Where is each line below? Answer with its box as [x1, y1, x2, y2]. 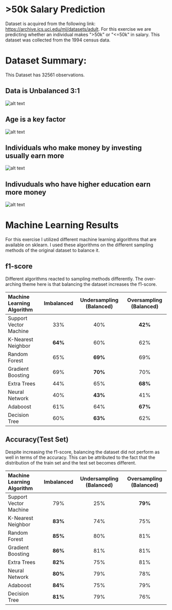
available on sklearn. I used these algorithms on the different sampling [5, 242, 154, 248]
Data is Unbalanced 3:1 [5, 87, 80, 95]
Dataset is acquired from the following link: [5, 20, 96, 27]
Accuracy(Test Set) [5, 435, 69, 444]
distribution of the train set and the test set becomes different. [5, 459, 137, 466]
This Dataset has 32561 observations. [5, 72, 85, 78]
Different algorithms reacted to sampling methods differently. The [5, 276, 143, 282]
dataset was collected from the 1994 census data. [5, 37, 111, 43]
